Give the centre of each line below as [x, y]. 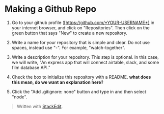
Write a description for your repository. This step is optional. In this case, [85, 57]
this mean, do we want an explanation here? [57, 82]
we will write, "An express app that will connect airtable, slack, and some [85, 62]
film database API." [31, 68]
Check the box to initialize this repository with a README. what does [81, 77]
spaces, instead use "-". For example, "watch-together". [68, 47]
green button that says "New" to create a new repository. [69, 33]
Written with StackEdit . [40, 106]
